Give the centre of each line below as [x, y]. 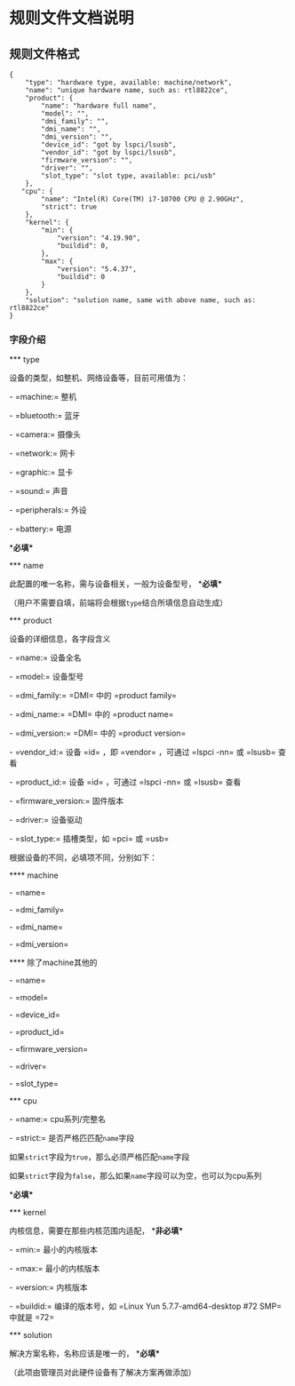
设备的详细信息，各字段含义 [60, 639]
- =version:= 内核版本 [48, 1287]
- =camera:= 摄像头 [45, 434]
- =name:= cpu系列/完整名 [58, 1119]
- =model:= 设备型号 [47, 677]
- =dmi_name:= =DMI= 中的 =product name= [92, 714]
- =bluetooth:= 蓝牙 [45, 416]
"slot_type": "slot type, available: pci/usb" [129, 176]
